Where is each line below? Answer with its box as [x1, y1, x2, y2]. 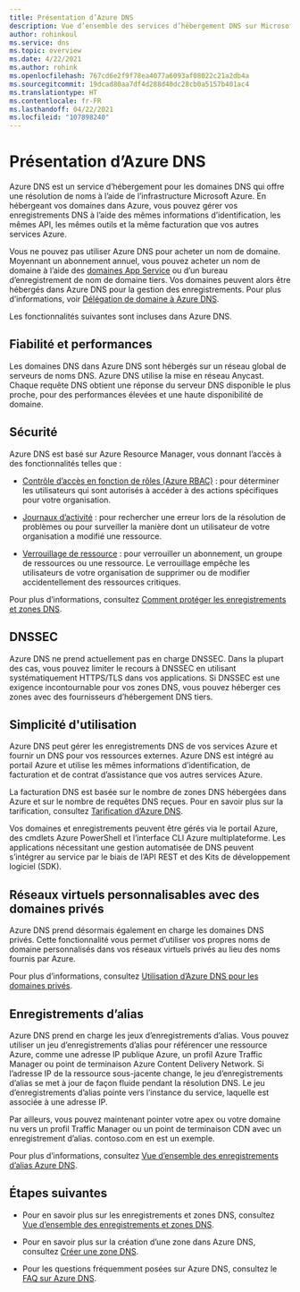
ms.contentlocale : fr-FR [9, 96, 102, 106]
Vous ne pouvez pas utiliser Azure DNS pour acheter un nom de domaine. [9, 246, 281, 257]
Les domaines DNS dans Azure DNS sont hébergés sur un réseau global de [9, 360, 287, 372]
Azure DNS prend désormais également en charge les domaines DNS [9, 925, 265, 936]
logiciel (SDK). [9, 861, 62, 872]
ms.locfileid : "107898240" [9, 113, 110, 122]
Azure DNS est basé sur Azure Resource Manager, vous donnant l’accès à [9, 449, 282, 459]
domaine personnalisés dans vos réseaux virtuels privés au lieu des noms [9, 944, 281, 954]
